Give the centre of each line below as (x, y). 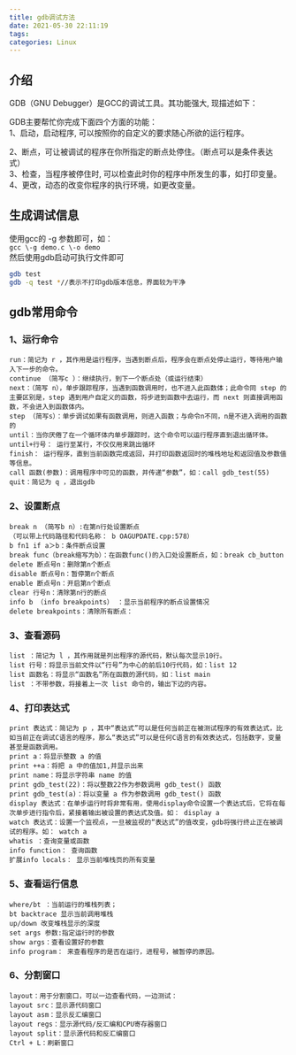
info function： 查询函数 (53, 851)
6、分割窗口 (35, 975)
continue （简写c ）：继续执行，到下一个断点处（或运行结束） (108, 379)
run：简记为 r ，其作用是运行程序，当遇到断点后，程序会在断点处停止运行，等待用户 (143, 360)
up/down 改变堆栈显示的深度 (55, 923)
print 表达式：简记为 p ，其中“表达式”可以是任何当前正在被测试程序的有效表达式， (143, 728)
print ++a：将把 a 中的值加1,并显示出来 (76, 766)
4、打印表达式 (40, 707)
